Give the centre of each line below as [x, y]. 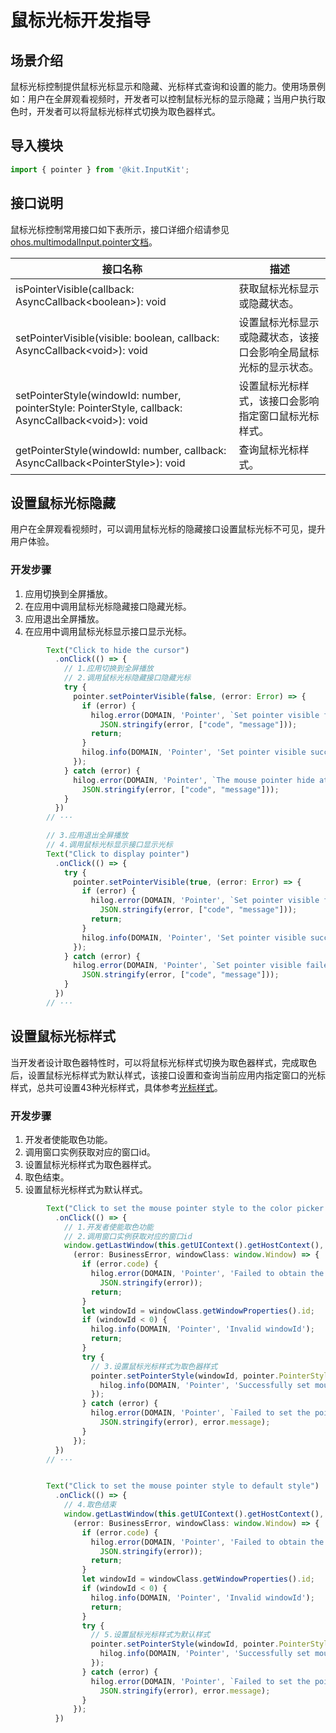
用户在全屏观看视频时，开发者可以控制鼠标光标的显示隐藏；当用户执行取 [176, 99]
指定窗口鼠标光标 [279, 416]
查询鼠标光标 [269, 449]
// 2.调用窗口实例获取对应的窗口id [128, 1236]
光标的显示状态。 [279, 367]
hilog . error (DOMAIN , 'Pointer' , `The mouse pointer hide [194, 780]
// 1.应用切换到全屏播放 [108, 669]
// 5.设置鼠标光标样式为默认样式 [150, 1635]
